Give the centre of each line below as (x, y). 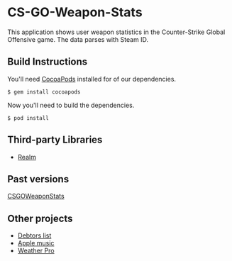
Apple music (36, 243)
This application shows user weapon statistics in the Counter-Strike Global (116, 32)
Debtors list (34, 235)
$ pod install (28, 118)
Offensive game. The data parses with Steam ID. (78, 39)
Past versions (38, 179)
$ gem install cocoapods (44, 92)
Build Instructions (48, 62)
